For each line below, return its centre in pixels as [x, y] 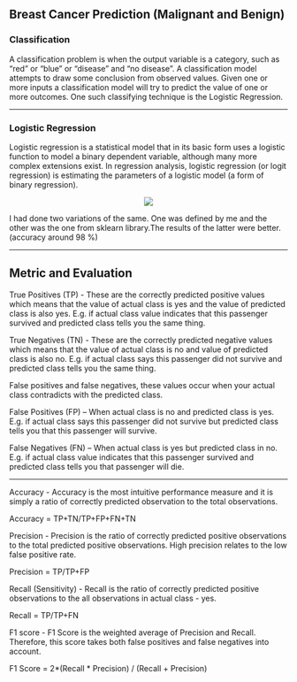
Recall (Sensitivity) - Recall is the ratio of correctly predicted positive [134, 588]
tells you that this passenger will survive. [83, 430]
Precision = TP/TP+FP [49, 571]
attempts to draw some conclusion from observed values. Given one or [138, 78]
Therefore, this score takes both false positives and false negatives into [139, 641]
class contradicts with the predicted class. [86, 395]
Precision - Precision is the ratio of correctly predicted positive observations [148, 535]
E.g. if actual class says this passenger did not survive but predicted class [144, 421]
